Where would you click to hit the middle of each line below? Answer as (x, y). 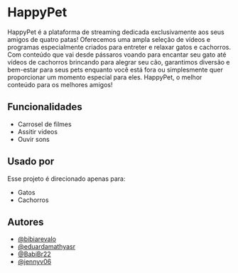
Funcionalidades (45, 107)
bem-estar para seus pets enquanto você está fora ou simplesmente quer (115, 69)
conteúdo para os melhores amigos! (60, 84)
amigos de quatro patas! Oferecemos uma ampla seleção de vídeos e (109, 39)
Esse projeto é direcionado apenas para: (66, 179)
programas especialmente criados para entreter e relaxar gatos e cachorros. (119, 47)
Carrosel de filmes (45, 124)
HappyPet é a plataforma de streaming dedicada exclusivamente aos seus (116, 32)
